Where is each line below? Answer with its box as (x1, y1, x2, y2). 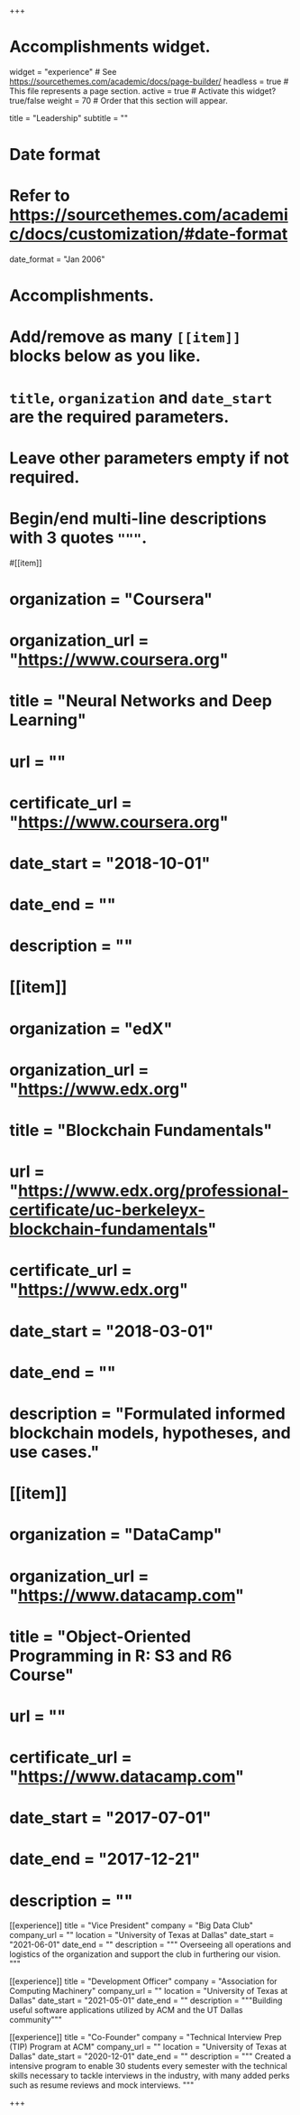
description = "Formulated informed (9, 1403, 286, 1423)
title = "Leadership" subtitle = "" (9, 112, 129, 123)
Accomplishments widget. (9, 37, 211, 57)
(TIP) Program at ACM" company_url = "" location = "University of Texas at (9, 2042, 286, 2053)
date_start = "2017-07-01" (9, 1808, 212, 1829)
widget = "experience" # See (9, 66, 117, 77)
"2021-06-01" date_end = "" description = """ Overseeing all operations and (9, 1939, 291, 1951)
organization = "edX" (9, 1018, 173, 1039)
